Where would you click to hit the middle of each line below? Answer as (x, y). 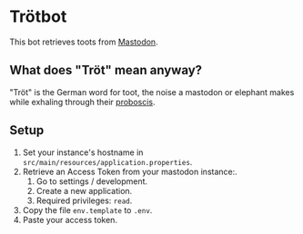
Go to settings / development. (92, 181)
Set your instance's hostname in (83, 152)
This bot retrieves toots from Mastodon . (84, 42)
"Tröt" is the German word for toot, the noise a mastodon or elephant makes (152, 92)
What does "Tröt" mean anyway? (106, 70)
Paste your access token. (70, 219)
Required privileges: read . (84, 200)
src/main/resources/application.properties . (107, 161)
